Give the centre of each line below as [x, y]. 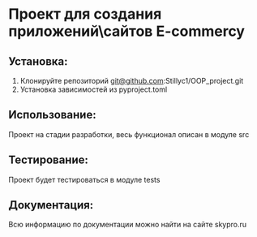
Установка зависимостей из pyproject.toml [94, 89]
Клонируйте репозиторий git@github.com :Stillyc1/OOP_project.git [132, 81]
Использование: [52, 115]
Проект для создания [85, 14]
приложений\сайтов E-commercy [127, 31]
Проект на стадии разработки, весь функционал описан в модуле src [129, 134]
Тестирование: [49, 160]
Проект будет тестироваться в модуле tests [84, 179]
